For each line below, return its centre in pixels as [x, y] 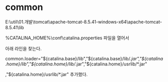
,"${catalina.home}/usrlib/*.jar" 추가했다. [46, 74]
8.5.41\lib [15, 27]
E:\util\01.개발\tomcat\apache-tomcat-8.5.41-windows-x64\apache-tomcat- [84, 22]
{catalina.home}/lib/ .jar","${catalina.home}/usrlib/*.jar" [90, 64]
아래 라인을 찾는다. [23, 48]
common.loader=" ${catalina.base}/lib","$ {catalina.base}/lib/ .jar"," [74, 58]
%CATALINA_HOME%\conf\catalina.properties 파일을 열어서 [67, 38]
